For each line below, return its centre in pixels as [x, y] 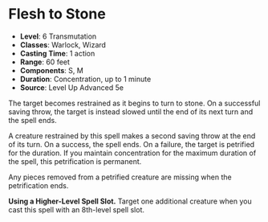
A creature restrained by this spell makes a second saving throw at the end [132, 136]
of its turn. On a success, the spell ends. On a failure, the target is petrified [132, 144]
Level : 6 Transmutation [58, 36]
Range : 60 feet [45, 62]
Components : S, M [52, 70]
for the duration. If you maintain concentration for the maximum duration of [132, 153]
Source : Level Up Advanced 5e [72, 87]
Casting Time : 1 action [57, 53]
